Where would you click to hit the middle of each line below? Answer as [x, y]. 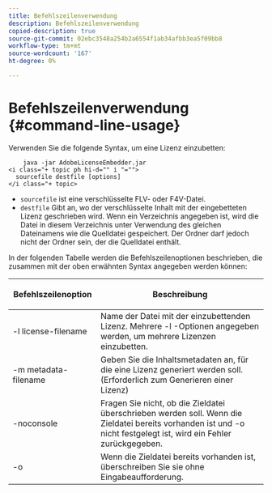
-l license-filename [50, 331]
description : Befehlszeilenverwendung [74, 23]
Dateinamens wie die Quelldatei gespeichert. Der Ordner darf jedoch [134, 233]
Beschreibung [180, 294]
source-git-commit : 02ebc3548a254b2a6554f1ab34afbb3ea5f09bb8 [115, 38]
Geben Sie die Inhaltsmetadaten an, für [175, 359]
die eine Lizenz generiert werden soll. [172, 369]
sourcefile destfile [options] [68, 176]
